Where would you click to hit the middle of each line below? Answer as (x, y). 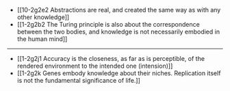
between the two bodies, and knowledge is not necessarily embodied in (118, 31)
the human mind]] (42, 39)
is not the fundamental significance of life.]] (78, 80)
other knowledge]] (43, 17)
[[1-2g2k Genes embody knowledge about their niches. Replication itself (119, 73)
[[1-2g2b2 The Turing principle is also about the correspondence (108, 24)
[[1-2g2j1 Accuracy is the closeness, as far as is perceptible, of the (111, 58)
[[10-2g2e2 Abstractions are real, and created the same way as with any (119, 10)
